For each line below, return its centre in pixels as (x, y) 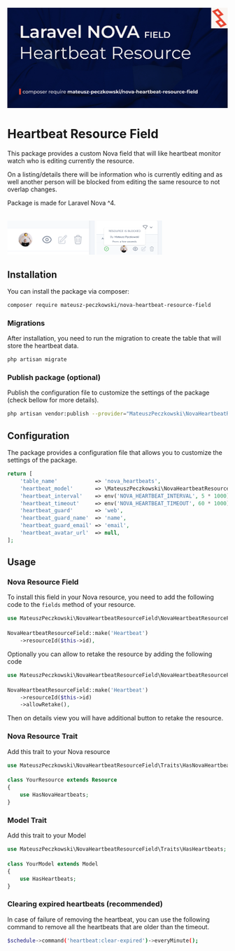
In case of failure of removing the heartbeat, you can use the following (108, 919)
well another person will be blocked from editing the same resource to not (114, 182)
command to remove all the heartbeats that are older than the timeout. (108, 926)
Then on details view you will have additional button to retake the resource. (115, 718)
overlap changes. (32, 189)
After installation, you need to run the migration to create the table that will (114, 338)
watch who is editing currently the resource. (71, 160)
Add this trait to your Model (47, 835)
